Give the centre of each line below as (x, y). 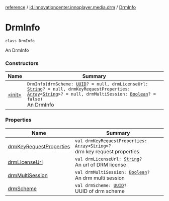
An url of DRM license (101, 164)
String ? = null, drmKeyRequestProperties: (78, 89)
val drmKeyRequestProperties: (111, 141)
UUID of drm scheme (100, 191)
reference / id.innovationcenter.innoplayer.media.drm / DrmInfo (71, 7)
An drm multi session (100, 178)
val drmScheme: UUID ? (101, 185)
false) (35, 99)
